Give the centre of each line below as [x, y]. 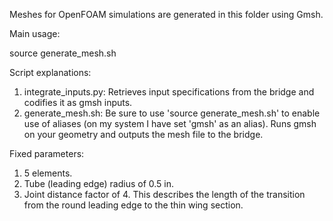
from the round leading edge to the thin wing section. [133, 205]
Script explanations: [50, 72]
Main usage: [35, 33]
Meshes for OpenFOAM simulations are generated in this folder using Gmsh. [166, 14]
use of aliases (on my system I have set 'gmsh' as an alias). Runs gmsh [170, 123]
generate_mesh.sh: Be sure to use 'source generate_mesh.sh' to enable [172, 113]
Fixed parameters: [47, 153]
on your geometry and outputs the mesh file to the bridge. [143, 134]
